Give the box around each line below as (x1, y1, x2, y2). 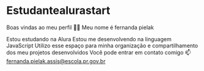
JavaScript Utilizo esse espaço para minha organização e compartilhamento (6, 42, 199, 49)
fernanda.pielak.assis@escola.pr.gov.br (6, 57, 106, 64)
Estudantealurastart (6, 4, 111, 18)
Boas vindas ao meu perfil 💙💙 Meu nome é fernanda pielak (6, 24, 154, 31)
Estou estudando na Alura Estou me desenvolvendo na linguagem (6, 35, 172, 42)
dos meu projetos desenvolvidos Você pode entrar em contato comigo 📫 (6, 49, 191, 56)
